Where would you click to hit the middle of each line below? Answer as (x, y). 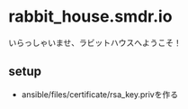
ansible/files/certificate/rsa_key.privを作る (100, 94)
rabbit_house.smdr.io (90, 17)
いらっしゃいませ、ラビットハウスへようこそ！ (95, 42)
